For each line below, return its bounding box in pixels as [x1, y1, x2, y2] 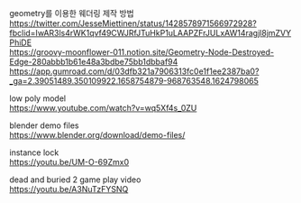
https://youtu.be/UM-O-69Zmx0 [9, 157, 130, 167]
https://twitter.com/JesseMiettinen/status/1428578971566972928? [9, 18, 257, 29]
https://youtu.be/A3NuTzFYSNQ [9, 184, 129, 194]
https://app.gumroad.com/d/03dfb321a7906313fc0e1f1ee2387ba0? [9, 66, 260, 77]
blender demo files [9, 120, 79, 131]
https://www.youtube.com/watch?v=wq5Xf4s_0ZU [9, 103, 197, 113]
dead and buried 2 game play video [9, 174, 141, 185]
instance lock [9, 147, 59, 158]
